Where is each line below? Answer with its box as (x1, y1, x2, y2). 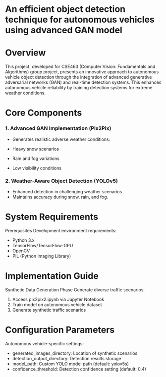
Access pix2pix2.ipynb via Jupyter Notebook (12, 296, 105, 302)
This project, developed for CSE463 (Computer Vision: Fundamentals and (5, 63, 156, 70)
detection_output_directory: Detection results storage (12, 355, 121, 361)
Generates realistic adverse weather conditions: (12, 136, 111, 142)
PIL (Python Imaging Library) (12, 253, 71, 259)
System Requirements (5, 212, 98, 222)
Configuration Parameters (5, 324, 115, 335)
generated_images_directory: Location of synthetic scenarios (12, 350, 138, 356)
